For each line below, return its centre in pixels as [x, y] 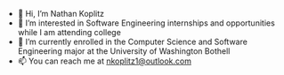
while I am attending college [69, 32]
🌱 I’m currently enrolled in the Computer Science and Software [132, 41]
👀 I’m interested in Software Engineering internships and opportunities [146, 23]
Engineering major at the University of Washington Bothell [124, 51]
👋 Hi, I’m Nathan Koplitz [61, 14]
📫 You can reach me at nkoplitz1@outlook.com [104, 61]
